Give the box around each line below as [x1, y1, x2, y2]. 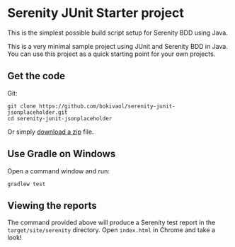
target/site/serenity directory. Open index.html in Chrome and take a [7, 226, 216, 234]
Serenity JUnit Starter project [7, 5, 184, 21]
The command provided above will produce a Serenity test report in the [7, 218, 216, 227]
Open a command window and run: [7, 166, 110, 175]
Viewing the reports [7, 200, 97, 212]
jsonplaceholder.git [7, 108, 69, 116]
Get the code [7, 70, 66, 82]
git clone [7, 103, 37, 110]
